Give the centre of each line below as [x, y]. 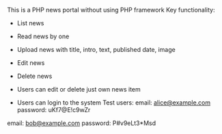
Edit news [31, 63]
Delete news [34, 76]
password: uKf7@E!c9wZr [54, 110]
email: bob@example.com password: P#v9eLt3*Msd [82, 123]
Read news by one [43, 36]
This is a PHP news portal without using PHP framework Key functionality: [111, 10]
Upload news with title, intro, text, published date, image [96, 50]
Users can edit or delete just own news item [79, 89]
